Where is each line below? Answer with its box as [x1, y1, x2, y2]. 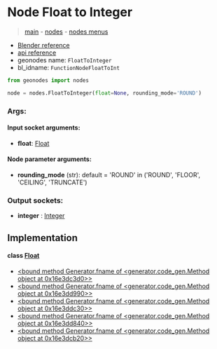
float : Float [17, 139, 50, 147]
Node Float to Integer [7, 4, 133, 20]
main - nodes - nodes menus [24, 27, 108, 36]
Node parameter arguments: [7, 155, 92, 163]
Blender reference [17, 41, 70, 49]
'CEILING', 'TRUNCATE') [17, 178, 87, 186]
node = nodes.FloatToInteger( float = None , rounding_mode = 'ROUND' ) [7, 89, 202, 97]
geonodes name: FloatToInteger [17, 55, 112, 64]
